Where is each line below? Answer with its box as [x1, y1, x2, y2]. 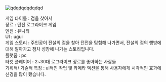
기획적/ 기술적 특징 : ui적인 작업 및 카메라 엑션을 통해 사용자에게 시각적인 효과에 [5, 65, 162, 71]
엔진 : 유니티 [5, 28, 30, 34]
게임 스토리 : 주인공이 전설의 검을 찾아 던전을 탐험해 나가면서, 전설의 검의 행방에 [5, 39, 162, 46]
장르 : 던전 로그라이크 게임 [5, 22, 57, 27]
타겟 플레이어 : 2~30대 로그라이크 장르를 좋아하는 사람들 [5, 59, 116, 64]
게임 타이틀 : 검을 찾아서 [5, 15, 53, 21]
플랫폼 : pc [5, 52, 27, 58]
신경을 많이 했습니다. [5, 71, 46, 77]
